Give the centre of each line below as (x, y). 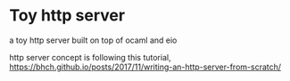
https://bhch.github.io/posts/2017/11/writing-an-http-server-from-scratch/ (145, 67)
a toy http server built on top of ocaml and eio (93, 40)
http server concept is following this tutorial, (90, 57)
